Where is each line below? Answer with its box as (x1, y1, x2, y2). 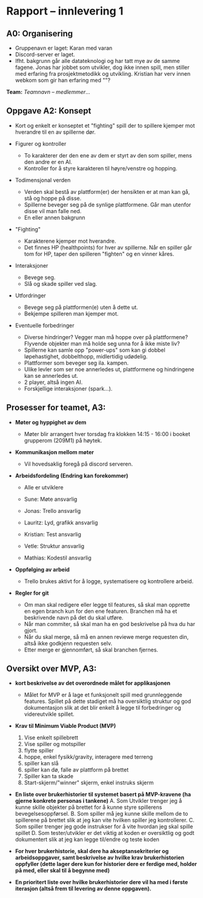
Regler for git (15, 589, 49, 596)
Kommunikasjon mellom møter (15, 448, 94, 455)
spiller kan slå (24, 760, 59, 767)
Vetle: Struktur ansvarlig (24, 542, 85, 549)
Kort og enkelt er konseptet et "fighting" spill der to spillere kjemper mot (15, 122, 195, 129)
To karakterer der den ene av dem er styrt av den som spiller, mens (24, 151, 192, 159)
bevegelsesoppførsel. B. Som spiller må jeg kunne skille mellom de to (15, 810, 188, 817)
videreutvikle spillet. (24, 710, 75, 718)
